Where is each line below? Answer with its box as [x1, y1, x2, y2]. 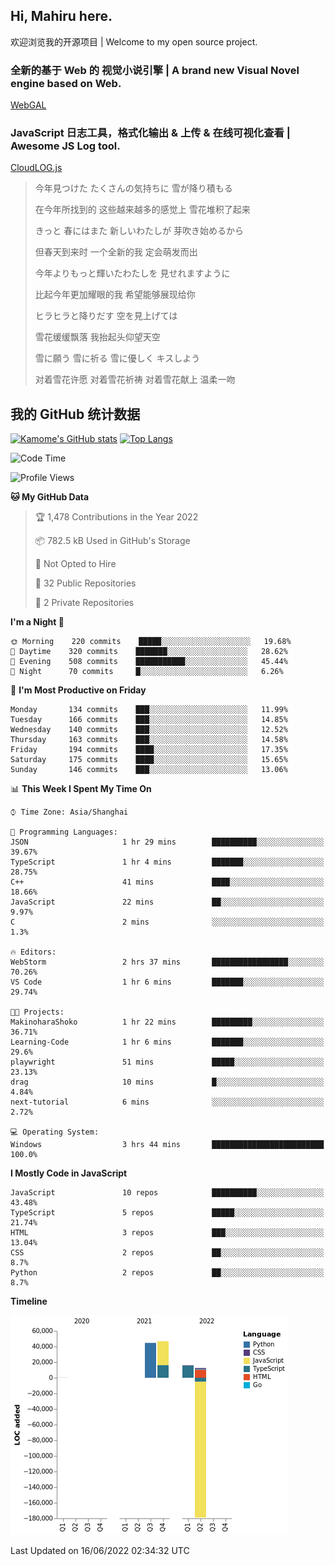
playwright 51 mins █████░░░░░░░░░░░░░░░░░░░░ [10, 1057, 325, 1068]
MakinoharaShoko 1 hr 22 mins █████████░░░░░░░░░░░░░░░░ [10, 1017, 325, 1028]
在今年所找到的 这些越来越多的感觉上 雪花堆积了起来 [34, 204, 251, 216]
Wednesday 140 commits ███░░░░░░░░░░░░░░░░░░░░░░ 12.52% [10, 725, 288, 735]
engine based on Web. [10, 76, 122, 90]
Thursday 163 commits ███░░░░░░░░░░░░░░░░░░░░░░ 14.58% [10, 735, 288, 745]
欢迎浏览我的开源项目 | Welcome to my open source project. [10, 35, 258, 48]
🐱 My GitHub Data [10, 491, 90, 503]
